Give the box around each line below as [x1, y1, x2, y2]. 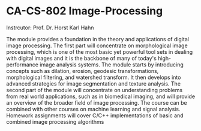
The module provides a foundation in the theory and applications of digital [6, 35, 189, 42]
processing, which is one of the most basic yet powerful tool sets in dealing [6, 48, 193, 55]
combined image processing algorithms [6, 118, 104, 125]
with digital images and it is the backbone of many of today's [6, 54, 157, 62]
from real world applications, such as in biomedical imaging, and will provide [6, 93, 196, 100]
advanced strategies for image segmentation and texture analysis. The [6, 80, 181, 87]
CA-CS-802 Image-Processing [6, 4, 163, 18]
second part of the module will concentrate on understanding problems [6, 86, 183, 93]
